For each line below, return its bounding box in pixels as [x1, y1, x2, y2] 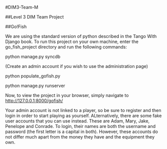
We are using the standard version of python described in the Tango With [5, 33, 157, 39]
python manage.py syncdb [5, 53, 61, 59]
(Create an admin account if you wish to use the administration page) [5, 63, 148, 69]
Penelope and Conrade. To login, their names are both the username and [5, 123, 156, 129]
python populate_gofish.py [5, 73, 61, 79]
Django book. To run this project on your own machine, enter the [5, 38, 139, 44]
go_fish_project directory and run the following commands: [5, 44, 127, 49]
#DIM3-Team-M [5, 4, 39, 10]
